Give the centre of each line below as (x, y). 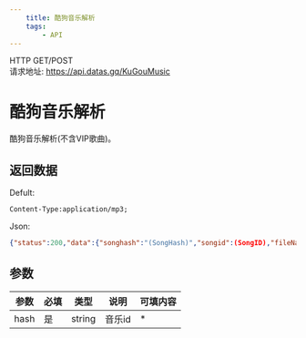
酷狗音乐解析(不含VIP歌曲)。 (63, 138)
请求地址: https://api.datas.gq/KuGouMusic (90, 72)
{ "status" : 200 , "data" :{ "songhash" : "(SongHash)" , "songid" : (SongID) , (140, 243)
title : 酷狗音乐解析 (61, 18)
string (84, 318)
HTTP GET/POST (41, 61)
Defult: (22, 193)
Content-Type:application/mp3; (69, 210)
